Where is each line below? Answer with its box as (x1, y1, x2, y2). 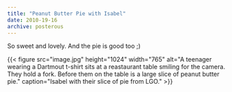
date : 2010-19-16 (7, 17, 58, 24)
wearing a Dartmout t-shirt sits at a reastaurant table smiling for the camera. (7, 63, 226, 71)
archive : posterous (7, 23, 64, 30)
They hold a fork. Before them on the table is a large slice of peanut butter (7, 70, 220, 78)
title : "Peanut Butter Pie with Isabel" (7, 10, 127, 17)
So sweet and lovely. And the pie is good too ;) (7, 42, 141, 50)
